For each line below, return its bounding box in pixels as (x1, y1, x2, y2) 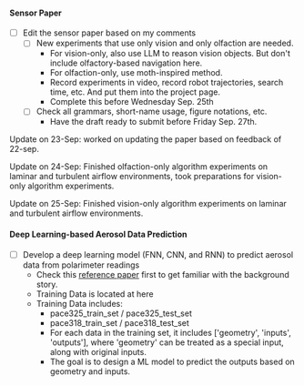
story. (35, 279, 58, 289)
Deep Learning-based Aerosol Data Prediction (9, 229, 187, 239)
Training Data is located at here (35, 288, 154, 300)
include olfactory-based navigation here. (49, 57, 203, 68)
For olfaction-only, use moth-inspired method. (49, 67, 223, 78)
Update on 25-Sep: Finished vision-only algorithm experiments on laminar (9, 198, 287, 209)
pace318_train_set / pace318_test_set (49, 317, 189, 328)
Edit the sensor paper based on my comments (22, 27, 197, 38)
